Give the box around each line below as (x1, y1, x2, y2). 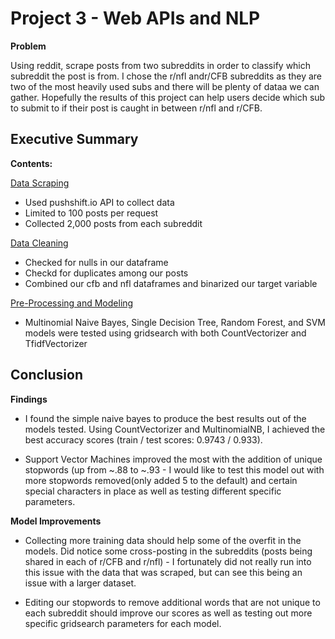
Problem (10, 40, 47, 52)
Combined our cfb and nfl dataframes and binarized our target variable (24, 277, 318, 289)
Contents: (10, 157, 53, 169)
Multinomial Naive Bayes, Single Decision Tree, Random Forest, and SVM (24, 316, 326, 328)
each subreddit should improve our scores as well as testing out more (24, 607, 313, 619)
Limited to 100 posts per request (24, 207, 159, 219)
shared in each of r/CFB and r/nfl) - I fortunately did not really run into (24, 555, 312, 567)
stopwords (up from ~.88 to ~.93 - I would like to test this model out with (24, 463, 325, 476)
